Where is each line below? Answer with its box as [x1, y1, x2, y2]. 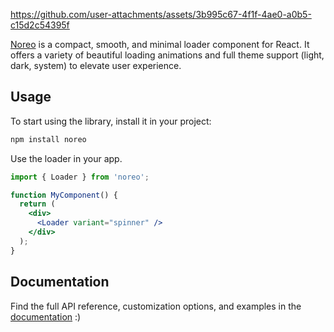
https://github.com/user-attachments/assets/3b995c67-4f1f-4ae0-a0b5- [10, 9, 312, 20]
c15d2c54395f [10, 19, 70, 31]
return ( [19, 199, 56, 209]
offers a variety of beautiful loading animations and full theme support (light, [10, 49, 325, 61]
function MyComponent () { [10, 190, 118, 200]
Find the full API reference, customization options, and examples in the [10, 300, 302, 312]
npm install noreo [10, 134, 87, 144]
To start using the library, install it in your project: [10, 115, 212, 127]
